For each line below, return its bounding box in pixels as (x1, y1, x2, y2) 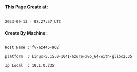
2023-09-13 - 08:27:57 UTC (5, 19, 61, 24)
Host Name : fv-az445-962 (5, 45, 59, 50)
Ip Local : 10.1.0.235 (5, 63, 55, 68)
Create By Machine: (5, 30, 47, 36)
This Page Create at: (5, 4, 48, 10)
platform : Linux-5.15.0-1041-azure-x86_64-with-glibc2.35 (5, 54, 133, 59)
